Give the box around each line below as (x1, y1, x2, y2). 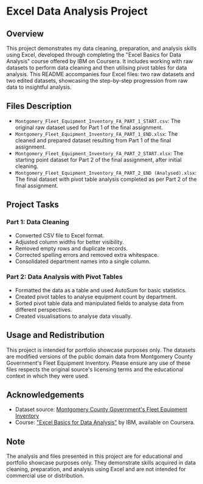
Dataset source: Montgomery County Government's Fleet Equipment (15, 406, 187, 413)
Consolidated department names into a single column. (15, 258, 151, 265)
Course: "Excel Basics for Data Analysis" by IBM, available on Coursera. (15, 419, 196, 426)
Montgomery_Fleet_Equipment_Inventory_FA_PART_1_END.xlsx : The (15, 130, 178, 138)
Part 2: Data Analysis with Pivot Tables (6, 273, 123, 281)
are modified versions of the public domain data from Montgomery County (6, 352, 193, 360)
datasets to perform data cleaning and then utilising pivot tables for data (6, 64, 187, 71)
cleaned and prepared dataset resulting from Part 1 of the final (15, 136, 171, 144)
